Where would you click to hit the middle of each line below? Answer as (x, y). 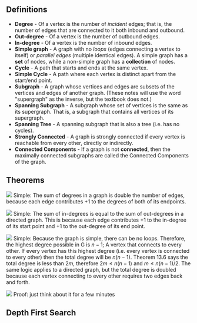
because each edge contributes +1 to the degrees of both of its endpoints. (96, 201)
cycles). (24, 130)
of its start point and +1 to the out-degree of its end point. (76, 226)
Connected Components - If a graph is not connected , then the (92, 149)
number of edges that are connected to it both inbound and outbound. (100, 30)
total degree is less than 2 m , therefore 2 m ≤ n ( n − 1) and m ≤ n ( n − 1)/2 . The (98, 263)
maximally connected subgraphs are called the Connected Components (102, 155)
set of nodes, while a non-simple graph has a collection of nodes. (95, 61)
